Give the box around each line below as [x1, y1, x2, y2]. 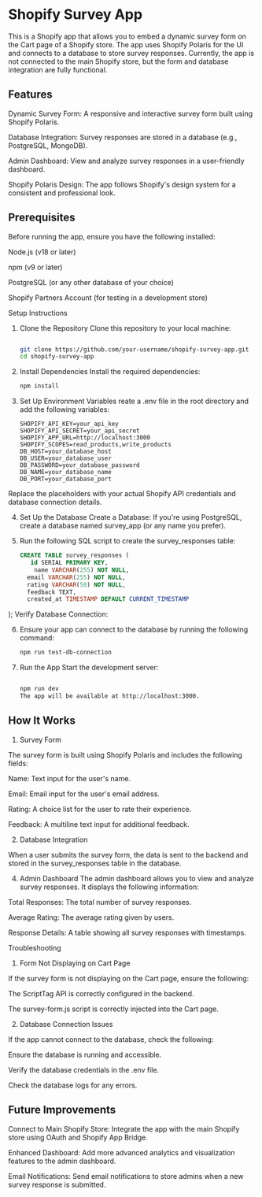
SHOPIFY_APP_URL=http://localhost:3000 [19, 434, 151, 442]
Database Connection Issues [19, 1019, 113, 1028]
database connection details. [8, 498, 102, 507]
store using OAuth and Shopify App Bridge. [8, 1132, 148, 1142]
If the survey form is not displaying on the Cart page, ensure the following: [8, 973, 249, 983]
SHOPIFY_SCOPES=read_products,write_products [19, 441, 172, 449]
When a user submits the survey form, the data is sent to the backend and [8, 850, 249, 859]
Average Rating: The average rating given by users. [8, 912, 175, 922]
